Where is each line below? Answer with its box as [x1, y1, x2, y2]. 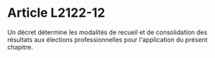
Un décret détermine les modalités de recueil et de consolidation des [7, 28, 208, 36]
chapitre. [7, 43, 33, 51]
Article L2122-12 [7, 5, 106, 21]
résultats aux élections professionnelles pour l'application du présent [7, 35, 208, 43]
